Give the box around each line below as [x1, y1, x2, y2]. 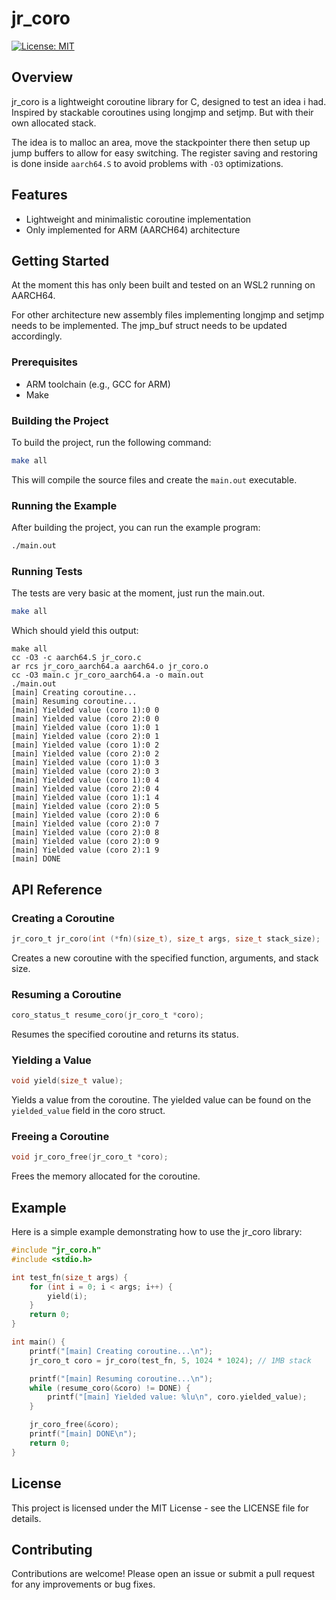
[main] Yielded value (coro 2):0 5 [11, 802, 160, 812]
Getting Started [11, 252, 110, 269]
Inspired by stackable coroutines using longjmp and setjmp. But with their [11, 106, 314, 118]
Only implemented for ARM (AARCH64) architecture [25, 223, 241, 236]
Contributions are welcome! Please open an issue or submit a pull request [11, 1568, 316, 1580]
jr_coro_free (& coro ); [29, 1420, 119, 1430]
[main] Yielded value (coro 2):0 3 [11, 767, 160, 777]
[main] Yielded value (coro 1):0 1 [11, 723, 160, 733]
